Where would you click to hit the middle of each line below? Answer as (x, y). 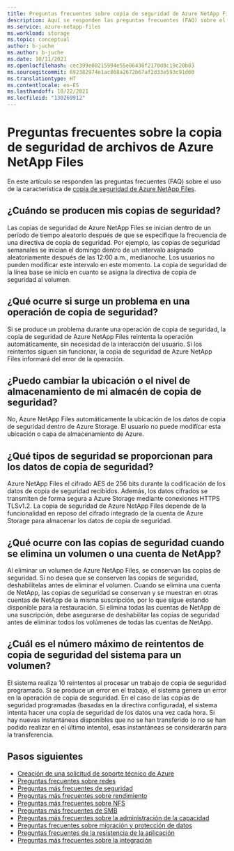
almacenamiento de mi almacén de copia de (104, 391)
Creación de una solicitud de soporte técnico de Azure (96, 773)
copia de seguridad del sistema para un (94, 655)
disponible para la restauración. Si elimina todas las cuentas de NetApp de (114, 607)
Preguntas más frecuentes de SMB (67, 811)
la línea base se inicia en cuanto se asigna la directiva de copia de (102, 272)
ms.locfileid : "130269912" (46, 98)
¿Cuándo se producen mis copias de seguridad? (114, 211)
